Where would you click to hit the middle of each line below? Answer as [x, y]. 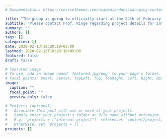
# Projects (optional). [30, 106]
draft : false [19, 60]
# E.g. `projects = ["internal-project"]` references [64, 120]
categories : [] [21, 42]
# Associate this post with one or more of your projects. [70, 110]
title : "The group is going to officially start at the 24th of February [83, 19]
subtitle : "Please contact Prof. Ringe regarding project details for [80, 23]
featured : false [22, 56]
